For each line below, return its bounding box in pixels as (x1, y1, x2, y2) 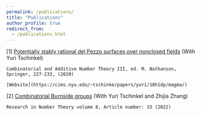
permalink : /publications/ (6, 8, 74, 15)
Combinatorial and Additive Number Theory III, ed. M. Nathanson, (6, 66, 177, 72)
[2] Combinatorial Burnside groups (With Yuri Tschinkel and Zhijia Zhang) (6, 92, 188, 100)
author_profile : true (6, 20, 61, 26)
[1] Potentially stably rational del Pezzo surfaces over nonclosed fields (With (6, 48, 196, 55)
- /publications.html (11, 31, 66, 37)
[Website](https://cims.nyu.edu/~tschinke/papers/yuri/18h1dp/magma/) (6, 82, 188, 88)
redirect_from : (6, 25, 45, 32)
